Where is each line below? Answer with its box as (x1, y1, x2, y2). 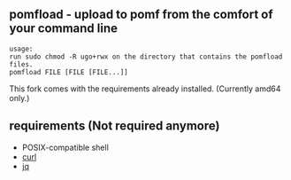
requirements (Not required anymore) (9, 119, 220, 134)
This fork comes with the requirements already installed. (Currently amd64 (9, 83, 281, 94)
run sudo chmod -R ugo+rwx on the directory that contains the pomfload (9, 52, 283, 61)
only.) (9, 92, 30, 103)
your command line (9, 21, 118, 36)
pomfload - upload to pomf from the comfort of (9, 7, 273, 22)
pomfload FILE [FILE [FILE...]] (9, 67, 128, 76)
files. (9, 59, 34, 69)
